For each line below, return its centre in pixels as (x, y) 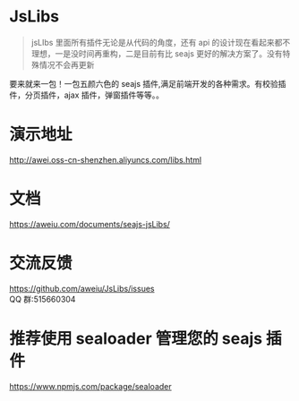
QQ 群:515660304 (43, 299)
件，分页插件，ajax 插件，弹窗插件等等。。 (86, 95)
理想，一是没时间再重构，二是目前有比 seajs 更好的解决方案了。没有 (157, 53)
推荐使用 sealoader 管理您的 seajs (136, 338)
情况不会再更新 (67, 64)
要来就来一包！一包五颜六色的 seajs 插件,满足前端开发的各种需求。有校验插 (148, 83)
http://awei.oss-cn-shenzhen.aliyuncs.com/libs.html (106, 159)
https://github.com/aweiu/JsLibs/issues (82, 288)
